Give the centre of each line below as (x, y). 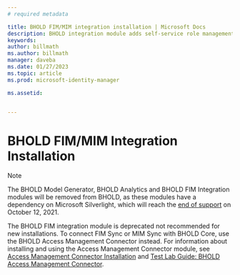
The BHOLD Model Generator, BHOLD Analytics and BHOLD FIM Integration (119, 189)
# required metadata (38, 14)
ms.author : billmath (38, 54)
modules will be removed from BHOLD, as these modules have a (102, 197)
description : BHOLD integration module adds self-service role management (121, 34)
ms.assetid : (25, 93)
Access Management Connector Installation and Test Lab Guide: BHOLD (114, 256)
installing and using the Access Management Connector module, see (109, 249)
